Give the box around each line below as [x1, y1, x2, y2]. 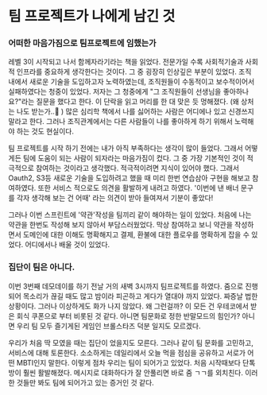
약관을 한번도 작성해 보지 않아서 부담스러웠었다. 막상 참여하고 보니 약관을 [8, 220, 233, 230]
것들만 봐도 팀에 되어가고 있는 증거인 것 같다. [16, 378, 155, 387]
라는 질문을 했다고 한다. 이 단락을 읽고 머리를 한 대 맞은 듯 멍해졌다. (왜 [21, 97, 240, 106]
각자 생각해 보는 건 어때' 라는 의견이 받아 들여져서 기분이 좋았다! [16, 193, 214, 203]
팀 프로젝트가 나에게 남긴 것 [8, 7, 176, 25]
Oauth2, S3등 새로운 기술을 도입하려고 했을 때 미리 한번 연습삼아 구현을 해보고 [8, 173, 250, 183]
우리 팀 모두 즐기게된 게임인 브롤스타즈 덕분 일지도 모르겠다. [16, 321, 201, 331]
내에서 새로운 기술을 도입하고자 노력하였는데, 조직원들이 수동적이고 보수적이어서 [8, 77, 255, 87]
